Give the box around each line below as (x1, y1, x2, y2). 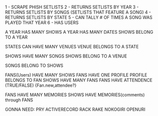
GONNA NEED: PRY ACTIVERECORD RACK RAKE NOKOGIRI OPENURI (5, 107, 145, 112)
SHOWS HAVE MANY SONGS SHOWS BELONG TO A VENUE (5, 53, 127, 59)
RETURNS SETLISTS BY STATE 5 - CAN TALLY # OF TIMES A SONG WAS (5, 15, 153, 20)
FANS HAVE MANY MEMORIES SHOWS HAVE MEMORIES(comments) (5, 92, 145, 97)
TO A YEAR (5, 34, 28, 40)
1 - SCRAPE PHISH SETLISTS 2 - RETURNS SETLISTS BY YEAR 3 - (5, 4, 139, 10)
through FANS (5, 97, 33, 103)
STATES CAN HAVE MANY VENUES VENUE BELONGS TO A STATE (5, 44, 139, 49)
